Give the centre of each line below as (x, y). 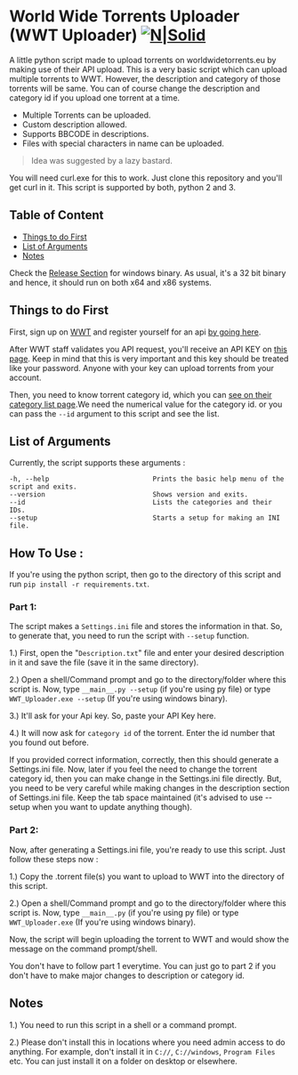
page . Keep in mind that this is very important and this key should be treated (149, 359)
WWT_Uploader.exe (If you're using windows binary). (103, 922)
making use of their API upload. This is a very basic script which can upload (148, 69)
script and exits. (43, 487)
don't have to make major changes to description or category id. (127, 975)
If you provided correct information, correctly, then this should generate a (144, 760)
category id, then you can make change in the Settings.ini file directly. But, (145, 779)
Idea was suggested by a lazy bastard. (102, 160)
